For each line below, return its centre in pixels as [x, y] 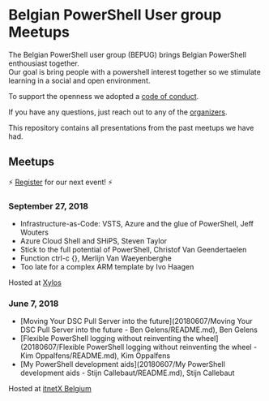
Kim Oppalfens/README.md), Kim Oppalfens [95, 356]
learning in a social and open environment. [79, 80]
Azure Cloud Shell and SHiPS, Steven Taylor [94, 241]
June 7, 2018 [34, 304]
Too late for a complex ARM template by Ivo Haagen [107, 267]
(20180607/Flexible [52, 347]
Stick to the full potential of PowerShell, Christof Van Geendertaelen [133, 250]
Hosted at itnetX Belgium [50, 389]
